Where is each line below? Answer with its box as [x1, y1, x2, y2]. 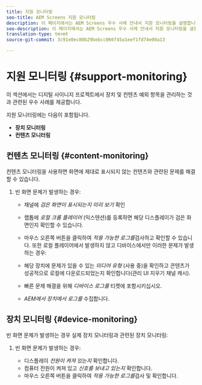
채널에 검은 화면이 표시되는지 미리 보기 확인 [23, 201, 125, 208]
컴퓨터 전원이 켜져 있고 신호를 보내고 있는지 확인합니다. [23, 365, 153, 372]
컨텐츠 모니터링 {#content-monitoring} [6, 151, 149, 161]
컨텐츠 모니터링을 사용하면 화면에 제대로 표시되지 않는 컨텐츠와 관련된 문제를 [6, 168, 185, 175]
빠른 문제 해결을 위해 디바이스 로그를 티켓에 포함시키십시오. [23, 282, 162, 289]
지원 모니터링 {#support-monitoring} [6, 70, 188, 84]
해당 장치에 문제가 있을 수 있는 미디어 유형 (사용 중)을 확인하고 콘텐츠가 [23, 262, 190, 269]
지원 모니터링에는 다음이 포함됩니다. [6, 111, 90, 118]
